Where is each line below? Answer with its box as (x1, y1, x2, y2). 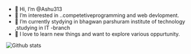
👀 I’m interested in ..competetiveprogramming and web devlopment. (14, 12, 179, 19)
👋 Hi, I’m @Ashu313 (14, 6, 63, 12)
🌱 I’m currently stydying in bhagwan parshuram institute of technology (14, 18, 186, 25)
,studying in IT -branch (14, 24, 71, 31)
